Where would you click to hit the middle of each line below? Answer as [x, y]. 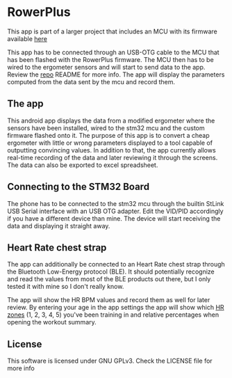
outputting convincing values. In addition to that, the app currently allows [112, 150]
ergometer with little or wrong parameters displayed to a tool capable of [110, 143]
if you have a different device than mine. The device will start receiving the [114, 218]
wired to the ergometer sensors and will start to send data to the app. [106, 67]
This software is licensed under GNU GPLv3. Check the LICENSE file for [110, 361]
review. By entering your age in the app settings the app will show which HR [116, 308]
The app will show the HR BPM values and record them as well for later [109, 300]
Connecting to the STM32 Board [78, 187]
